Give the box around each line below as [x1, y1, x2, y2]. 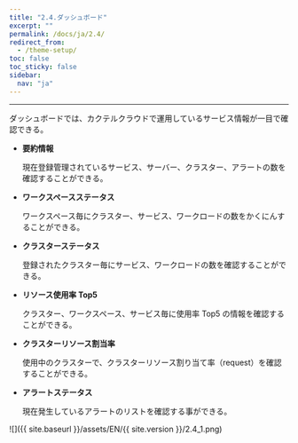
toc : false [9, 54, 50, 63]
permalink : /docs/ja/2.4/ [9, 29, 105, 38]
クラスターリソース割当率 [21, 338, 115, 349]
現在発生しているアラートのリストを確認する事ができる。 [21, 406, 232, 416]
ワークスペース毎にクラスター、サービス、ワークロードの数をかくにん [21, 210, 278, 221]
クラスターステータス [21, 241, 100, 251]
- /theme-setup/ [17, 46, 77, 55]
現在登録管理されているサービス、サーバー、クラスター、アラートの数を [21, 162, 286, 172]
